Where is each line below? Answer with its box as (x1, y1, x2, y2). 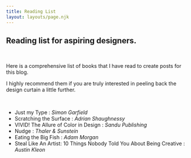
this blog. (6, 68, 29, 76)
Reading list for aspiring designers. (6, 36, 137, 46)
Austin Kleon (14, 146, 46, 153)
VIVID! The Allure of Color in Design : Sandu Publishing (14, 121, 147, 129)
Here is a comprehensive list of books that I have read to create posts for (6, 63, 182, 70)
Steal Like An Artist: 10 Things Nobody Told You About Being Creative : (14, 140, 185, 147)
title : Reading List (6, 8, 57, 15)
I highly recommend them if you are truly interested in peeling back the (6, 80, 177, 87)
